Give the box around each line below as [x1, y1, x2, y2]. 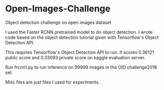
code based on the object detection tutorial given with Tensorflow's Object [5, 34, 159, 40]
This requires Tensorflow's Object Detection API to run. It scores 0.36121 [5, 49, 155, 55]
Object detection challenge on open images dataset [5, 19, 111, 25]
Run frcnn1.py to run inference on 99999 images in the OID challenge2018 [5, 64, 157, 70]
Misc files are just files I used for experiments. [5, 79, 100, 85]
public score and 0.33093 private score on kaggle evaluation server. [5, 54, 146, 60]
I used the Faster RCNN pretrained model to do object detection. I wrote [5, 29, 153, 35]
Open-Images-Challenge [5, 3, 111, 14]
